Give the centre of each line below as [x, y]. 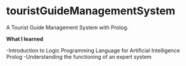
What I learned [25, 39]
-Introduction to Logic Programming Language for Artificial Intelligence [93, 50]
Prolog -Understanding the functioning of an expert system [79, 56]
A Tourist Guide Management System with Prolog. [67, 27]
